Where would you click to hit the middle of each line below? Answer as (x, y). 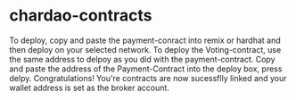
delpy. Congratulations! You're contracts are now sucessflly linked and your (148, 78)
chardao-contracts (81, 16)
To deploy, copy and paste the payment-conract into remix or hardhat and (145, 40)
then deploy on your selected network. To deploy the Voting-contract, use (145, 49)
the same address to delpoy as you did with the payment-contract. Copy (142, 59)
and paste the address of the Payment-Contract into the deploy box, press (146, 69)
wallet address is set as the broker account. (89, 87)
